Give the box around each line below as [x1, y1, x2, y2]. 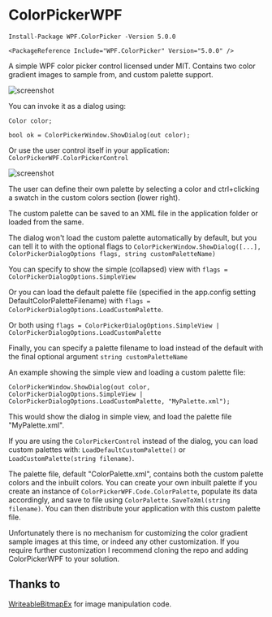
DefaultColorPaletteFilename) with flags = [8, 295, 151, 306]
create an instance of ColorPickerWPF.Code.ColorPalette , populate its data [8, 486, 258, 496]
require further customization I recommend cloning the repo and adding [8, 545, 249, 554]
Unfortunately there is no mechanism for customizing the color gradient [8, 528, 248, 537]
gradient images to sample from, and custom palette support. [8, 69, 214, 79]
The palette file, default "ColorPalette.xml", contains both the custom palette [8, 469, 264, 479]
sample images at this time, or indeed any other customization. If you [8, 537, 240, 546]
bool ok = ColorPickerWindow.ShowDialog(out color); [8, 131, 191, 139]
